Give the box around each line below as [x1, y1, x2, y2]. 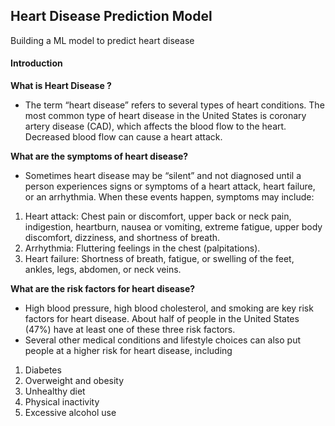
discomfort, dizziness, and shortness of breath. [24, 232, 221, 244]
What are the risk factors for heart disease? [10, 283, 196, 295]
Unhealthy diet [24, 385, 86, 398]
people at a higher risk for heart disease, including [24, 345, 233, 357]
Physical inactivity [24, 396, 100, 408]
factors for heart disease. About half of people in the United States [24, 313, 300, 325]
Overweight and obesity [24, 375, 125, 387]
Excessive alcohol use [24, 407, 117, 419]
